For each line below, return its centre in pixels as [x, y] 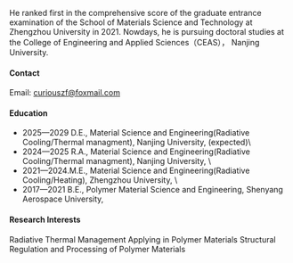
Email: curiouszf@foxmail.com [65, 93]
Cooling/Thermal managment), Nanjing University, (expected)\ [136, 143]
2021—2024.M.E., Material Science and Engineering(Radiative [136, 171]
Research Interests [45, 219]
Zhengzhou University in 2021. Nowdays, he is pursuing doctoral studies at [147, 32]
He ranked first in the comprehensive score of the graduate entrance [135, 13]
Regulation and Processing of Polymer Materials [98, 249]
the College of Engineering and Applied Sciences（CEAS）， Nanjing [134, 42]
